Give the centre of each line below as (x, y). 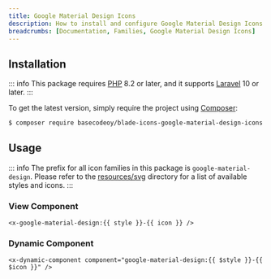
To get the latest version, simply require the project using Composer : (123, 108)
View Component (43, 206)
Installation (37, 64)
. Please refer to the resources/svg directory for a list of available (138, 177)
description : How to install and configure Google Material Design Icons (136, 24)
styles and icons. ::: (41, 185)
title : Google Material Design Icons (72, 16)
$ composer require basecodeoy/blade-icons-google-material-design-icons (136, 123)
